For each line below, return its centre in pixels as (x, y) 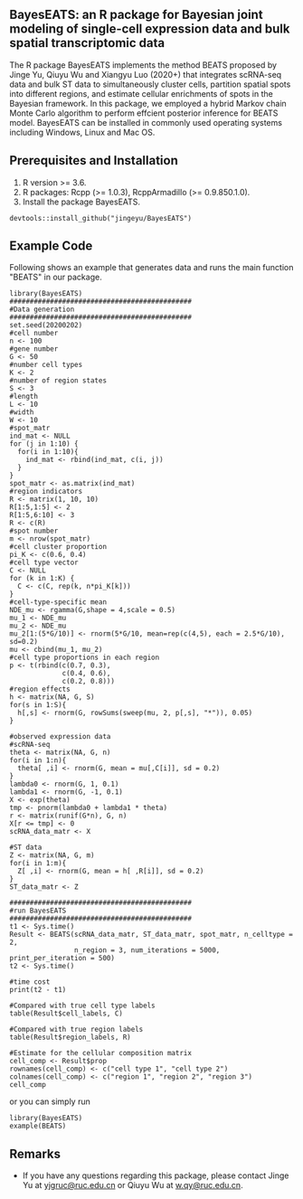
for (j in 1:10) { (44, 444)
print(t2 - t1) (38, 990)
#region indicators (46, 492)
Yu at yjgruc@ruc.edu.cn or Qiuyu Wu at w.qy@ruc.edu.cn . (133, 1185)
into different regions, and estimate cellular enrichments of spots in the (141, 93)
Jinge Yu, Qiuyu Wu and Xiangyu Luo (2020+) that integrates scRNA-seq (146, 74)
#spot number (34, 531)
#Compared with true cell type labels (82, 1006)
